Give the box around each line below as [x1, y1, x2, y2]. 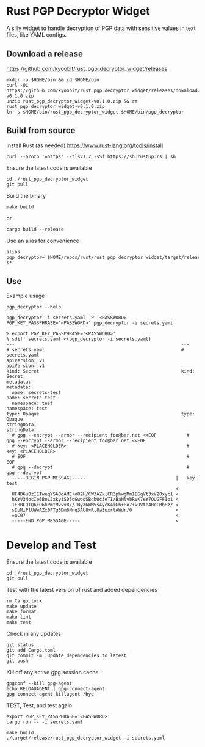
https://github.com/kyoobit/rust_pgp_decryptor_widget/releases [6, 65, 168, 72]
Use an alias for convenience [6, 237, 79, 244]
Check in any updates [6, 630, 61, 638]
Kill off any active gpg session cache [6, 669, 99, 676]
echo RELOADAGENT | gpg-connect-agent [6, 686, 105, 692]
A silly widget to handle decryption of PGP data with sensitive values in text [6, 24, 196, 32]
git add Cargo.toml [6, 647, 56, 654]
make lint [6, 614, 32, 621]
